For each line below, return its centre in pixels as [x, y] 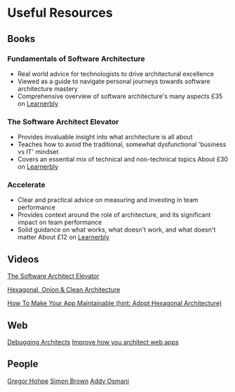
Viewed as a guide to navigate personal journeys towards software [114, 81]
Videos [23, 259]
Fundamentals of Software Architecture [76, 59]
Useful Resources [60, 13]
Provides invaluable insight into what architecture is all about [105, 137]
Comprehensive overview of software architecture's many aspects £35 [120, 96]
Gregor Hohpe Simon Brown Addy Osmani [68, 381]
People [23, 364]
